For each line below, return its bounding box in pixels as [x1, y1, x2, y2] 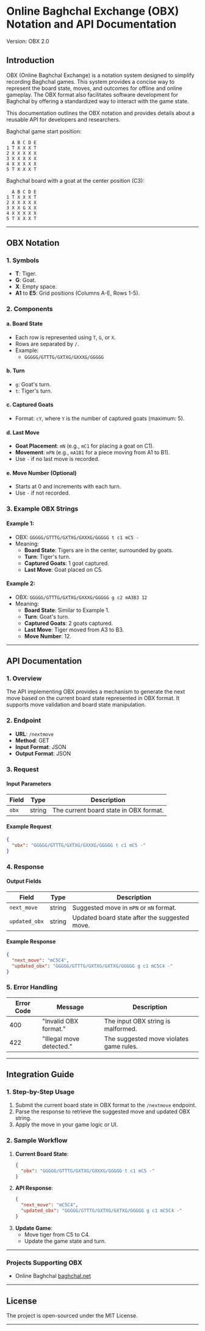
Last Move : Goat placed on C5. [24, 566, 103, 573]
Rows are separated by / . [15, 340, 79, 347]
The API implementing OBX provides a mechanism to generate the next [6, 688, 185, 695]
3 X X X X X [6, 155, 37, 161]
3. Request [6, 765, 39, 773]
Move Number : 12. [24, 632, 72, 640]
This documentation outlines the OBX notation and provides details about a [6, 109, 195, 117]
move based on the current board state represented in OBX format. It [6, 695, 180, 702]
